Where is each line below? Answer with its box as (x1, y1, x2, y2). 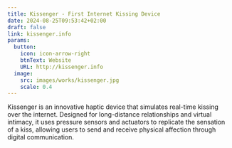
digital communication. (7, 133, 75, 142)
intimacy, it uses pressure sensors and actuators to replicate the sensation (7, 118, 226, 127)
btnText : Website (20, 57, 72, 64)
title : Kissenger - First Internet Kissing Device (7, 10, 161, 18)
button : (14, 43, 37, 51)
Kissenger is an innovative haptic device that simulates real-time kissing (7, 102, 218, 111)
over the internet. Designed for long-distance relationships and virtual (7, 110, 212, 119)
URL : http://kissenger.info (20, 63, 103, 70)
